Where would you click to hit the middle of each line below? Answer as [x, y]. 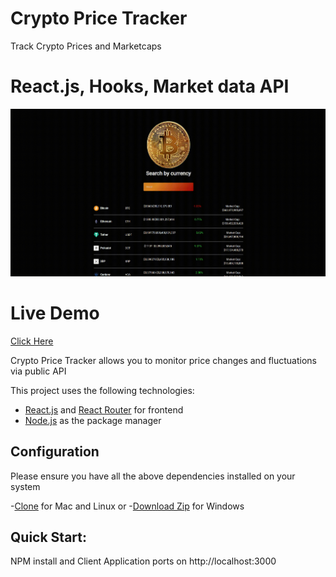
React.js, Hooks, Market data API [150, 86]
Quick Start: [48, 537]
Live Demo [55, 313]
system [25, 486]
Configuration [55, 452]
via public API [38, 371]
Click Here [32, 341]
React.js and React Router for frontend [104, 409]
